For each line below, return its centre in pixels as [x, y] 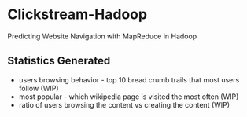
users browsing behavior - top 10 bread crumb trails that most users [129, 79]
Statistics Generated [59, 61]
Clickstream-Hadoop [77, 15]
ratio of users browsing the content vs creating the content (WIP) [124, 104]
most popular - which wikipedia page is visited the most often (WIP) [129, 97]
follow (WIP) [39, 88]
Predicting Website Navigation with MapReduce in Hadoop [102, 36]
